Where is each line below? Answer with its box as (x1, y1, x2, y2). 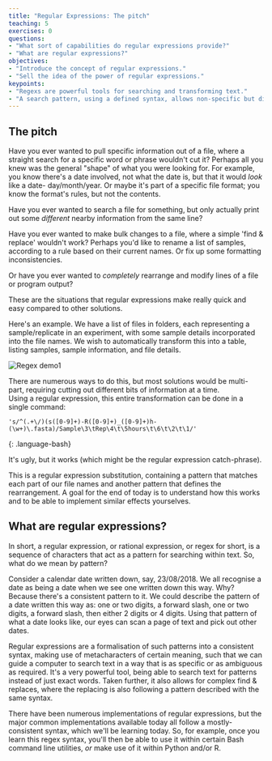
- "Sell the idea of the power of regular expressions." (8, 72, 205, 80)
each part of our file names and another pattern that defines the (8, 479, 222, 489)
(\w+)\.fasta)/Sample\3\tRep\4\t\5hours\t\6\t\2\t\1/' (8, 425, 198, 433)
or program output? (8, 279, 74, 289)
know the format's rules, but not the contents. (8, 189, 161, 199)
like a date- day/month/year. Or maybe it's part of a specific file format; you (8, 181, 261, 190)
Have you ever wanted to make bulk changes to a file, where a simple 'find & (8, 229, 264, 239)
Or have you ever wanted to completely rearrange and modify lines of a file (8, 270, 259, 280)
